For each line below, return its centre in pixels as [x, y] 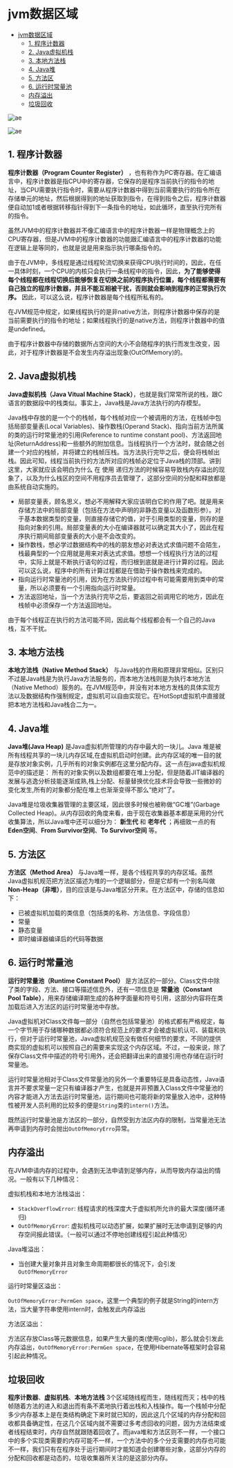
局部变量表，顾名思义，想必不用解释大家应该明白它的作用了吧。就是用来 [121, 501]
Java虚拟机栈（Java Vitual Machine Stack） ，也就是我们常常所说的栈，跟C [115, 394]
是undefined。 [28, 328]
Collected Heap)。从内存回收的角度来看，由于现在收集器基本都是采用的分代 [116, 813]
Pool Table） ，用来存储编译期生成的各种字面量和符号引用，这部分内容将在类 [115, 998]
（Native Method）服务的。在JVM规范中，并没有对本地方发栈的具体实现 [111, 687]
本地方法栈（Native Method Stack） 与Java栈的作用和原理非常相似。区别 [113, 670]
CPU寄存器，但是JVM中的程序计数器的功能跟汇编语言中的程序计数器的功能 [115, 239]
